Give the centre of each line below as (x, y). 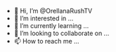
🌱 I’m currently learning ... (51, 26)
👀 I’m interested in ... (44, 18)
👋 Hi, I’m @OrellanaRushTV (53, 11)
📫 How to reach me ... (46, 41)
